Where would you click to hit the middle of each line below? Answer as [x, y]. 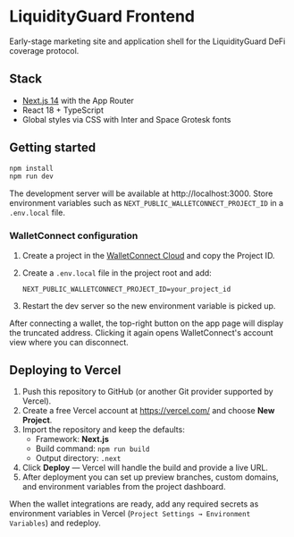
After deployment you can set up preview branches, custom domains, [150, 477]
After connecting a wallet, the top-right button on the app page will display [147, 323]
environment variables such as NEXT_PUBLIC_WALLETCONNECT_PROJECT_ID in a [147, 203]
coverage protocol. [44, 50]
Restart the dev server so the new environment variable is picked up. [149, 305]
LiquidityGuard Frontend [102, 17]
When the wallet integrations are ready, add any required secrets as [134, 504]
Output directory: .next [78, 458]
